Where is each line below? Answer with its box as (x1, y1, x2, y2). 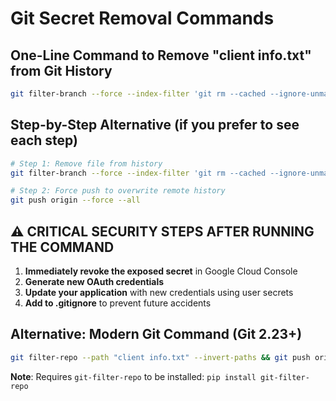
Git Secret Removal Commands (10, 7, 275, 30)
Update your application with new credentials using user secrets (24, 287, 294, 298)
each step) (10, 132, 78, 149)
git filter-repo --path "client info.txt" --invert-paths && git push (10, 352, 311, 362)
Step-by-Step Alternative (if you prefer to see (10, 117, 300, 134)
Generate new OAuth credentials (24, 276, 165, 287)
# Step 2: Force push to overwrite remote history (10, 186, 226, 196)
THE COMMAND (10, 238, 115, 256)
